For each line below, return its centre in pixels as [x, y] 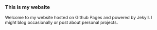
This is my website [27, 7]
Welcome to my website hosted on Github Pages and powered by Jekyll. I [79, 18]
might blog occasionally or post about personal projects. [61, 22]
